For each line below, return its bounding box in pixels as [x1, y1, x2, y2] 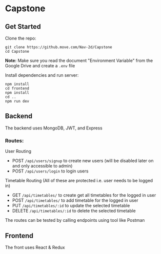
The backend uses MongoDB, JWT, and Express [5, 125, 102, 131]
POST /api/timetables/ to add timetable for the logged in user [12, 197, 139, 203]
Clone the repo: [5, 35, 37, 41]
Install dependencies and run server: [5, 72, 79, 78]
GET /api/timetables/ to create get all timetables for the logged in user [12, 192, 156, 198]
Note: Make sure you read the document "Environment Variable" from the [5, 58, 153, 63]
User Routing [5, 148, 32, 154]
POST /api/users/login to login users [12, 168, 89, 174]
